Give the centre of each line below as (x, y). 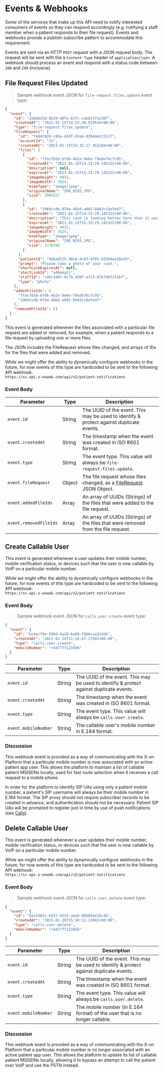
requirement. (18, 43)
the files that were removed (114, 523)
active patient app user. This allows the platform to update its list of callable (81, 1055)
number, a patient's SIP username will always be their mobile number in (77, 792)
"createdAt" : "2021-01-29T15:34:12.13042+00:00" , (65, 921)
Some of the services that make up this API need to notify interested (74, 22)
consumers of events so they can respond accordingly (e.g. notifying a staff (81, 27)
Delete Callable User (37, 828)
